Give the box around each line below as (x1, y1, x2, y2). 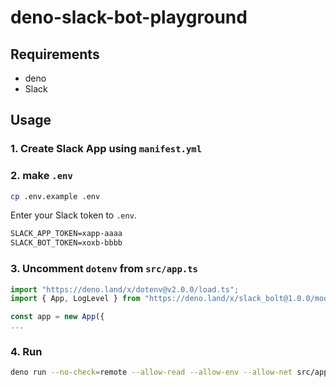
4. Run (10, 344, 43, 358)
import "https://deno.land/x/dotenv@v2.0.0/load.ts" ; (10, 284, 240, 295)
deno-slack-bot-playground (10, 6, 248, 29)
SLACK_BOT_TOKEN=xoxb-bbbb (10, 238, 123, 248)
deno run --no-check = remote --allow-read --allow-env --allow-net (10, 367, 293, 378)
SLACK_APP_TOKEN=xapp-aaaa (10, 229, 123, 239)
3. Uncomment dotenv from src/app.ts (10, 262, 198, 276)
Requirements (10, 46, 100, 63)
